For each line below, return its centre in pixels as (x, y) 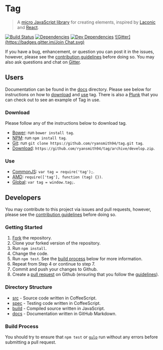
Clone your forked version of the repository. (56, 243)
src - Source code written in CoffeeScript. (54, 298)
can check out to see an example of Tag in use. (53, 100)
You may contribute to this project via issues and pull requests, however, (78, 210)
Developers (23, 198)
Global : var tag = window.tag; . (44, 182)
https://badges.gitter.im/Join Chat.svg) (46, 42)
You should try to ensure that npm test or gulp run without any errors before (81, 337)
